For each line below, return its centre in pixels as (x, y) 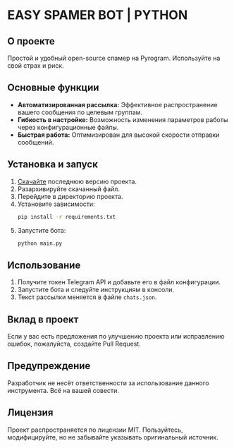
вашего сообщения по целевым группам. (80, 112)
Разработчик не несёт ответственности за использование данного (108, 383)
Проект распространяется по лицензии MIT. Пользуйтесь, (95, 430)
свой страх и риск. (36, 66)
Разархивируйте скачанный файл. (68, 189)
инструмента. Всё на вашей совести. (63, 390)
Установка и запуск (53, 165)
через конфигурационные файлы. (68, 127)
